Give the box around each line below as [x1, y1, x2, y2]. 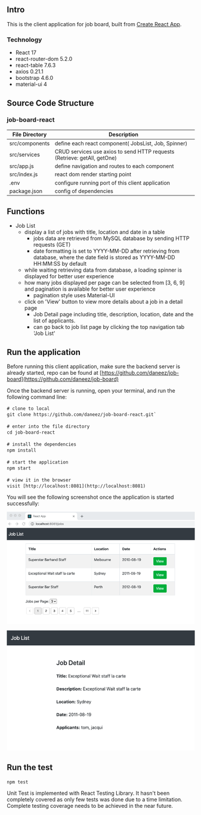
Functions [7, 206, 45, 216]
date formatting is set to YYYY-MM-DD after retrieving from [33, 247, 180, 255]
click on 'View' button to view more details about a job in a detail [24, 298, 183, 306]
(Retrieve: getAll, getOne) [54, 154, 117, 161]
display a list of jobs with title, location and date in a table [24, 229, 165, 236]
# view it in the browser [7, 477, 71, 483]
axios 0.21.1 [15, 68, 44, 75]
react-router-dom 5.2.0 [15, 55, 73, 63]
